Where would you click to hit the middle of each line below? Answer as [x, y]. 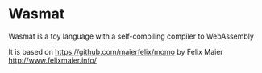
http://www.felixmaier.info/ [52, 60]
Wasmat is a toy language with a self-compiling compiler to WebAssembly [131, 36]
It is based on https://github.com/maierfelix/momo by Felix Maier [116, 51]
